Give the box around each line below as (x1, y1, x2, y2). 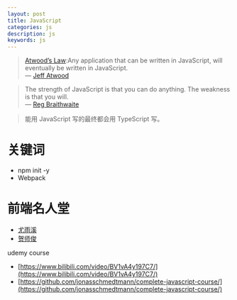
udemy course (7, 249, 50, 257)
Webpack (17, 174, 46, 182)
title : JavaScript (7, 17, 62, 24)
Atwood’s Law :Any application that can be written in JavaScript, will (24, 56, 223, 65)
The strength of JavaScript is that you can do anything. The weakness (24, 85, 231, 94)
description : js (7, 30, 55, 38)
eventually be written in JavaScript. (24, 64, 128, 72)
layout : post (7, 10, 46, 18)
